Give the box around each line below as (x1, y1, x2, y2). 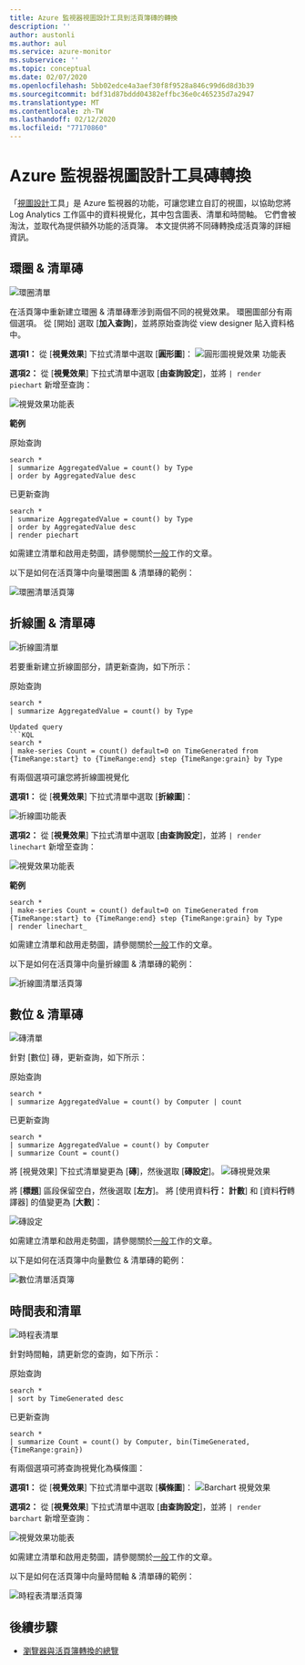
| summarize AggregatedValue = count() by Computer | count (9, 1097, 243, 1107)
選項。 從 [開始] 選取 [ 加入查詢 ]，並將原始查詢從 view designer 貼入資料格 (16, 317, 295, 328)
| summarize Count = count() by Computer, (9, 1437, 173, 1447)
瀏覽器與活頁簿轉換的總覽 (22, 1646, 119, 1656)
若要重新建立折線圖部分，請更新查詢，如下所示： (9, 661, 193, 672)
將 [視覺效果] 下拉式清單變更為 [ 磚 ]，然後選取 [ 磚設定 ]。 (9, 1166, 220, 1177)
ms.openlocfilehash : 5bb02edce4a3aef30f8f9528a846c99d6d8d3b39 (9, 81, 255, 90)
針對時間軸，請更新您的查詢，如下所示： (9, 1349, 161, 1360)
